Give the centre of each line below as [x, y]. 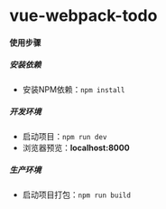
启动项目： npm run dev [65, 136]
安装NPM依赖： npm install [74, 89]
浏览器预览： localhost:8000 [76, 147]
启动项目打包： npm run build [76, 195]
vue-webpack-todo [83, 16]
